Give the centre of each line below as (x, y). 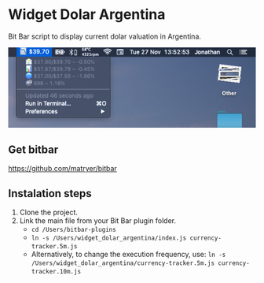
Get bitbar (33, 149)
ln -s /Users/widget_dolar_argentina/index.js (109, 238)
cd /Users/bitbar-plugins (73, 230)
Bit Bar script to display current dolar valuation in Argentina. (105, 36)
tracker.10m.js (56, 272)
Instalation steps (50, 194)
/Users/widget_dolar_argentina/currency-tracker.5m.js (123, 263)
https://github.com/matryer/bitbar (63, 169)
